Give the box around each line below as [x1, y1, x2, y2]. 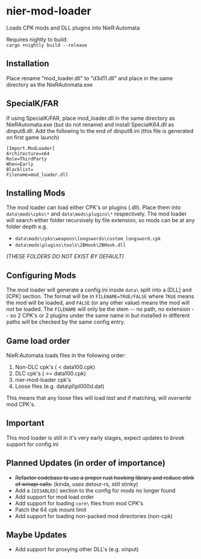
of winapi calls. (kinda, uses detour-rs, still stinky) [14, 480, 138, 487]
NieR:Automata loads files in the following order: [6, 352, 126, 359]
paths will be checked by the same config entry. [6, 318, 125, 326]
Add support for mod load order [14, 493, 94, 501]
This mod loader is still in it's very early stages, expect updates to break [6, 434, 185, 441]
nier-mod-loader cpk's [14, 376, 72, 383]
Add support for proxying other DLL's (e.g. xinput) [14, 546, 139, 553]
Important [6, 418, 45, 428]
